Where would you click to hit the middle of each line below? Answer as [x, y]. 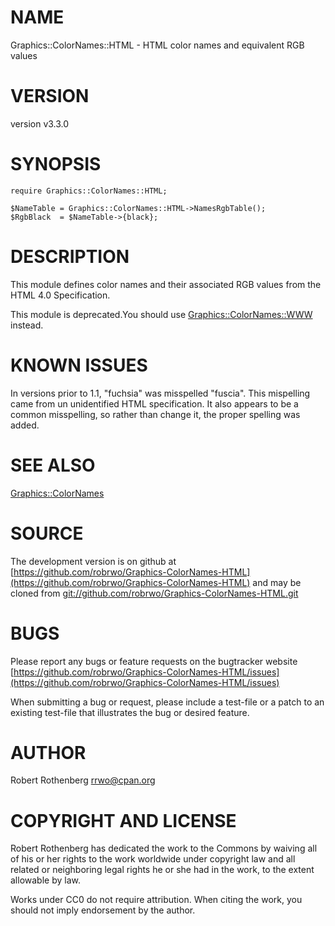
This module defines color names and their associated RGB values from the [166, 284]
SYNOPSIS [56, 164]
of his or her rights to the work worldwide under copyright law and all [153, 859]
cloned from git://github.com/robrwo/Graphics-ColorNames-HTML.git [154, 593]
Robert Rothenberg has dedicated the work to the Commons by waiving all [164, 848]
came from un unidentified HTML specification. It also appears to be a [154, 403]
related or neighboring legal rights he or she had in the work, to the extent [162, 870]
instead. [27, 325]
